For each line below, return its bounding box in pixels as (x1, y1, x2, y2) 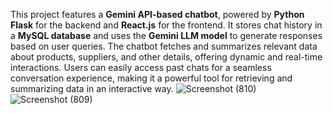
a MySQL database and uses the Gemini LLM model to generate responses (10, 30, 323, 41)
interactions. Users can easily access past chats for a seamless (10, 62, 272, 73)
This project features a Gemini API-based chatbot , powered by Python (10, 9, 305, 20)
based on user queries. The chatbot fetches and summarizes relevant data (10, 40, 318, 52)
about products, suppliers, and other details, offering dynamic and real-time (10, 51, 323, 63)
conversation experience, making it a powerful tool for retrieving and (10, 72, 293, 84)
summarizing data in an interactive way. (10, 83, 174, 94)
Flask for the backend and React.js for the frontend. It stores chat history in (10, 19, 323, 31)
